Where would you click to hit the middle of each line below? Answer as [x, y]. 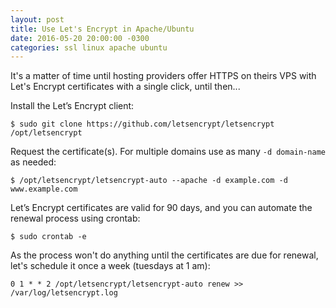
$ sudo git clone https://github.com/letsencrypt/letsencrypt [142, 124]
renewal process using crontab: [75, 218]
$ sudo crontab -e [48, 237]
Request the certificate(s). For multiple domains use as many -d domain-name [168, 152]
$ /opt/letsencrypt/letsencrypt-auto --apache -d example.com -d [149, 181]
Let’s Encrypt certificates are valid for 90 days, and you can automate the [161, 208]
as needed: [33, 162]
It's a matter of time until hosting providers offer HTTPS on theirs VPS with [163, 76]
